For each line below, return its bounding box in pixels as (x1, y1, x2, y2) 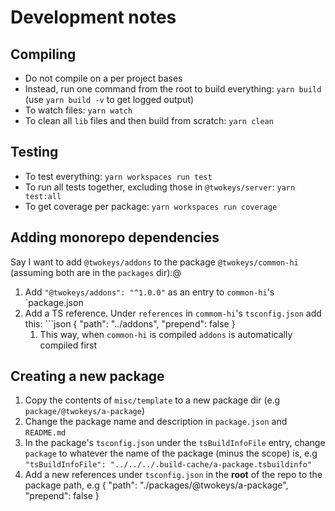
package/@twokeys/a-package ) (24, 405, 146, 417)
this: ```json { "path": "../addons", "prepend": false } (24, 317, 236, 330)
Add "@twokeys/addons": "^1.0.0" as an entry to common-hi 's (24, 286, 275, 298)
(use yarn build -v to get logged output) (24, 94, 195, 105)
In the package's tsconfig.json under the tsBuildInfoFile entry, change (24, 437, 326, 449)
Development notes (10, 6, 177, 29)
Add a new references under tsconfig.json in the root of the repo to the (24, 469, 323, 481)
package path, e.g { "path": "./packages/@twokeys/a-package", (24, 479, 289, 491)
